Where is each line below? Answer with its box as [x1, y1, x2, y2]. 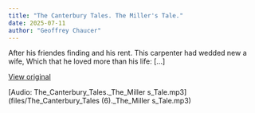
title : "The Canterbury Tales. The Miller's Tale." [8, 11, 183, 20]
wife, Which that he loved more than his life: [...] [8, 56, 166, 66]
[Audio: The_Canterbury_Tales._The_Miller [8, 88, 146, 97]
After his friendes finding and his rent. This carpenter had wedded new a [8, 49, 247, 58]
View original [8, 72, 52, 82]
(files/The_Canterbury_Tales [8, 96, 100, 106]
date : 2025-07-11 [8, 19, 66, 27]
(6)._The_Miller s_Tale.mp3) [100, 96, 191, 106]
